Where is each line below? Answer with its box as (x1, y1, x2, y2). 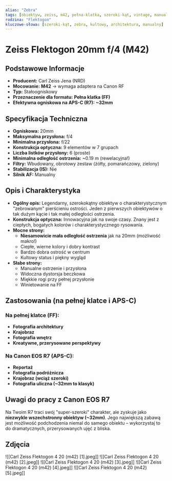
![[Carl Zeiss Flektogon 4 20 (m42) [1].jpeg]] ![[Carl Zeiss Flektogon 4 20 (5, 454, 159, 460)
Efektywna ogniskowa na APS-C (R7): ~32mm (12, 99, 113, 106)
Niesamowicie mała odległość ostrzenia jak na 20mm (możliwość (20, 233, 161, 239)
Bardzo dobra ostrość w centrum (20, 249, 91, 255)
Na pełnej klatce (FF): (5, 312, 60, 319)
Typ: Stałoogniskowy (12, 89, 58, 95)
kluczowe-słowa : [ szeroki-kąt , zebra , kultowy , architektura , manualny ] (5, 22, 164, 27)
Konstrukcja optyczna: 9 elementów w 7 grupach (12, 144, 119, 151)
